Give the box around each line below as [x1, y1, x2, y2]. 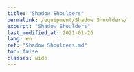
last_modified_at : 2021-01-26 [7, 29, 94, 36]
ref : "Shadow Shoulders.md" [7, 42, 88, 49]
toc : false [7, 49, 38, 56]
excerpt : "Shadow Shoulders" [7, 23, 91, 29]
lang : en [7, 36, 32, 43]
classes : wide [7, 55, 48, 62]
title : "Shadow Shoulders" [7, 10, 85, 17]
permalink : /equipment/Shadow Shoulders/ [7, 16, 128, 23]
